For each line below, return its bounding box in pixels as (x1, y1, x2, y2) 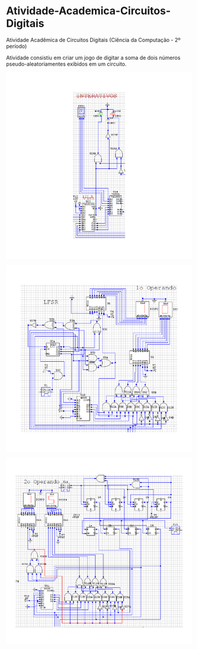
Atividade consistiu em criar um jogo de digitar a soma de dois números (6, 54, 181, 61)
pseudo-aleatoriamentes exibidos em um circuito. (6, 60, 127, 68)
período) (6, 43, 27, 50)
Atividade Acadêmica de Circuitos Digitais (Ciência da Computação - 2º (6, 36, 181, 43)
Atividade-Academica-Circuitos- (6, 4, 171, 18)
